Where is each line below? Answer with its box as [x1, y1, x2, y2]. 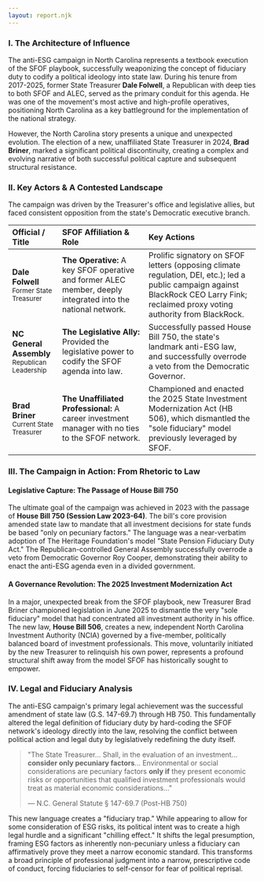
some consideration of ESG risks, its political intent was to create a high [8, 822, 240, 831]
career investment [61, 413, 130, 424]
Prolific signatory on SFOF [148, 250, 245, 261]
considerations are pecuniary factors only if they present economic [27, 766, 247, 776]
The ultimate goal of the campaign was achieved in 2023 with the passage [8, 503, 250, 512]
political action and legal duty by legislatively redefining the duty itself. [8, 734, 236, 743]
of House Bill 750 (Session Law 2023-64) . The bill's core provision [8, 512, 227, 521]
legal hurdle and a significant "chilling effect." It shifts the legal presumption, [8, 830, 255, 839]
